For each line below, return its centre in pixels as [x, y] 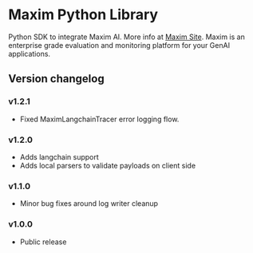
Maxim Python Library [83, 15]
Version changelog [57, 79]
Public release [43, 242]
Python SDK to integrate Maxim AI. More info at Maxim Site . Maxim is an [126, 37]
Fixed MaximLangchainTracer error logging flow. [99, 119]
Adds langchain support [59, 156]
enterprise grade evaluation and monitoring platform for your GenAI [119, 45]
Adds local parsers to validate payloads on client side [108, 165]
